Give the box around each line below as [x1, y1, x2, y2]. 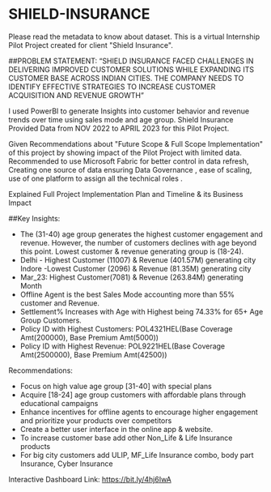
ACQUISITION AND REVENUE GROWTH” [8, 90, 144, 100]
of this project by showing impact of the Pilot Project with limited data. [8, 148, 243, 157]
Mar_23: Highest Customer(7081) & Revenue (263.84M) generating [19, 272, 244, 282]
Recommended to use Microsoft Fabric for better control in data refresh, [8, 156, 249, 166]
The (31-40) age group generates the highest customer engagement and [19, 229, 263, 239]
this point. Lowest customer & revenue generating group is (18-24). [19, 246, 244, 256]
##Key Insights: [8, 213, 61, 223]
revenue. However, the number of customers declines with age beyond [19, 237, 257, 247]
